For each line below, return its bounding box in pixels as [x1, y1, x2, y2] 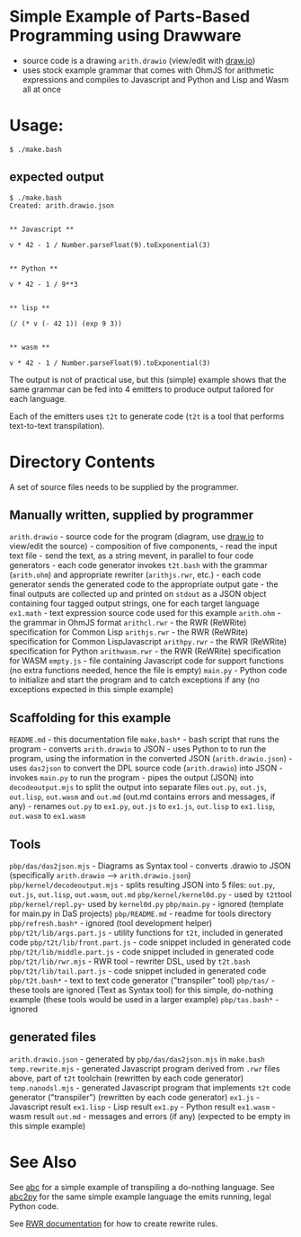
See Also [9, 1152, 77, 1172]
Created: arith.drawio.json [9, 200, 115, 210]
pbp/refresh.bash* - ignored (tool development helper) [9, 918, 213, 929]
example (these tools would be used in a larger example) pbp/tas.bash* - [9, 994, 279, 1005]
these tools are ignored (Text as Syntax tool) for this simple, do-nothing [9, 984, 274, 995]
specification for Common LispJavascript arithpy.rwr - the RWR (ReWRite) [9, 636, 288, 647]
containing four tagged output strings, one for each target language [9, 598, 260, 609]
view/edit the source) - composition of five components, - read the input [9, 541, 278, 552]
